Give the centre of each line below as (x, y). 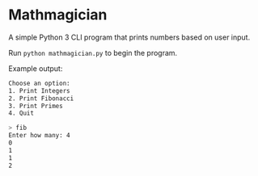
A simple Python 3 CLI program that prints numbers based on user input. (129, 37)
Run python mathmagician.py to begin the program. (93, 52)
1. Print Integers (39, 90)
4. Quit (21, 113)
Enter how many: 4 (39, 136)
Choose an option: (39, 83)
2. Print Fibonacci (41, 98)
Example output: (36, 68)
